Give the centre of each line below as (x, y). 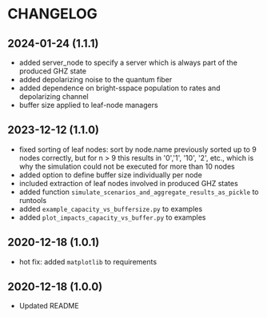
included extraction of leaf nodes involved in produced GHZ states (129, 183)
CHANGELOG (52, 14)
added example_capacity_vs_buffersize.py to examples (111, 209)
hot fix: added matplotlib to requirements (88, 261)
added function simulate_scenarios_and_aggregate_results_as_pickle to (139, 192)
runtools (33, 200)
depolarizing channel (54, 96)
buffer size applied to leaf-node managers (88, 105)
